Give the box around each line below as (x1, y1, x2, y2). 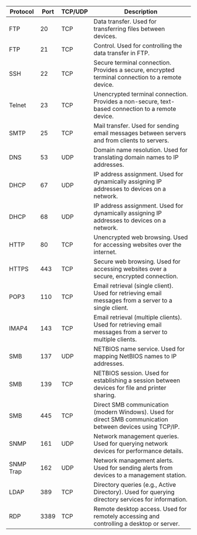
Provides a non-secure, (93, 97, 159, 105)
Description (124, 8, 158, 15)
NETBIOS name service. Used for (93, 345, 185, 353)
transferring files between (93, 25, 165, 33)
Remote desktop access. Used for (93, 505, 187, 513)
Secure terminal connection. (93, 59, 172, 66)
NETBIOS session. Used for (93, 369, 169, 377)
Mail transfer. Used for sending (93, 122, 179, 130)
